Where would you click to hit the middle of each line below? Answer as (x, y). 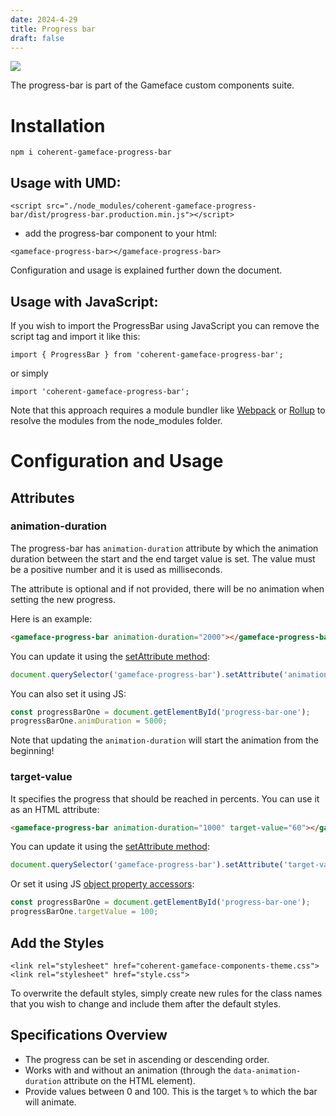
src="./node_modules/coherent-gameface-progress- (151, 206)
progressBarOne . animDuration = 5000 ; (89, 721)
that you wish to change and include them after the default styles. (146, 1003)
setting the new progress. (63, 599)
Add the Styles (57, 942)
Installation (58, 125)
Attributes (42, 497)
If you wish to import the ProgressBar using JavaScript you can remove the (165, 325)
